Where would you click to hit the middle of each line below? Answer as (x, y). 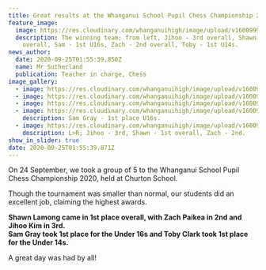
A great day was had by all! (53, 258)
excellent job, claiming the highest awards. (78, 202)
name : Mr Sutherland (49, 67)
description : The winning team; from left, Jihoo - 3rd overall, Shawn (136, 37)
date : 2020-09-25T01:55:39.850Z (69, 60)
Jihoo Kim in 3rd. (37, 226)
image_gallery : (33, 81)
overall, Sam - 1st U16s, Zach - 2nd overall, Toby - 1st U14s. (131, 45)
